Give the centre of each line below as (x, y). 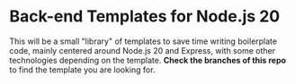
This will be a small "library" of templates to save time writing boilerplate (143, 41)
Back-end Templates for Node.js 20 (145, 17)
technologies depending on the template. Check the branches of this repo (147, 60)
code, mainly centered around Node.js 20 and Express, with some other (143, 50)
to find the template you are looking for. (82, 70)
